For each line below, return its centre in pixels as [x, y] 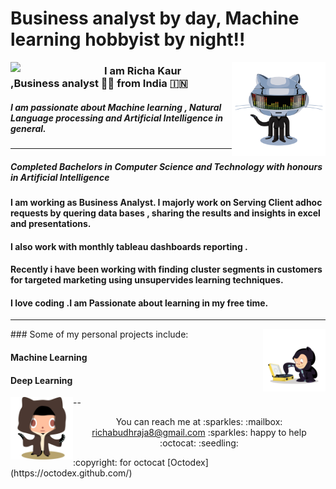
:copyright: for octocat [119, 463]
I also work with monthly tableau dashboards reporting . [129, 246]
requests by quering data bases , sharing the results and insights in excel [165, 213]
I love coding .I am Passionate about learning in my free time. [139, 303]
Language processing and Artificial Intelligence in [117, 118]
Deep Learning [41, 380]
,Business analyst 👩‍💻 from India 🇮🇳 [99, 84]
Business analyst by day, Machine [155, 18]
